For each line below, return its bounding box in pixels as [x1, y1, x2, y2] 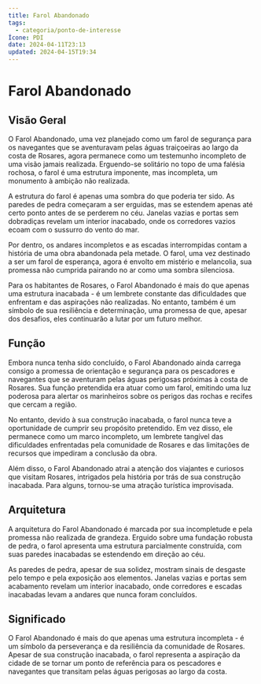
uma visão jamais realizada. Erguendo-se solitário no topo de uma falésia [8, 159, 245, 169]
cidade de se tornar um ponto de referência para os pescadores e [8, 659, 222, 668]
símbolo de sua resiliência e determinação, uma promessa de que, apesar [8, 306, 248, 315]
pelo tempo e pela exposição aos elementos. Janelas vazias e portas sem [8, 573, 248, 582]
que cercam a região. [8, 400, 77, 409]
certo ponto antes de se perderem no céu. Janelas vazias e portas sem [8, 208, 239, 217]
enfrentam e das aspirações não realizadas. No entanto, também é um [8, 297, 236, 307]
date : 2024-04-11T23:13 [8, 41, 86, 49]
